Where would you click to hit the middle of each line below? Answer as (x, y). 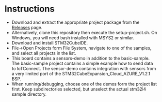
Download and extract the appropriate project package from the (75, 22)
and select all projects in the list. (44, 53)
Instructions (30, 9)
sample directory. (29, 94)
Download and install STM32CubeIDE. (50, 43)
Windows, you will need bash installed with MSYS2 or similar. (73, 38)
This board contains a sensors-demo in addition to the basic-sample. (81, 58)
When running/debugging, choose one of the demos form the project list (84, 84)
